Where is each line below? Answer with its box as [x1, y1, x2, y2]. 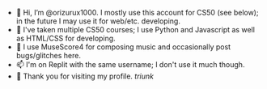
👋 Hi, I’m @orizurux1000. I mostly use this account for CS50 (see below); [15, 8, 259, 17]
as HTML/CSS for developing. [15, 33, 116, 43]
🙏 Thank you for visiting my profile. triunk [15, 71, 155, 81]
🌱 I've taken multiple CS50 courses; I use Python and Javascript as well [15, 25, 255, 34]
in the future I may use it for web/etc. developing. [15, 16, 180, 26]
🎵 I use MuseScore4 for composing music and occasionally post [15, 42, 231, 52]
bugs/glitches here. [15, 51, 81, 60]
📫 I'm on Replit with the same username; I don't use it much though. [15, 60, 245, 69]
